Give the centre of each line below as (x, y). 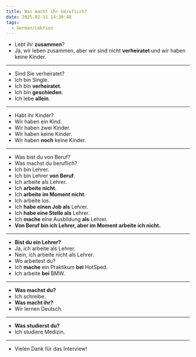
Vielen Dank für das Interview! (51, 349)
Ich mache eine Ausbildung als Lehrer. (61, 219)
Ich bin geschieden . (38, 92)
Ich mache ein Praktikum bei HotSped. (61, 267)
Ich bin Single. (32, 80)
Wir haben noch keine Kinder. (50, 140)
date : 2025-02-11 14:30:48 (39, 17)
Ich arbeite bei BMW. (40, 273)
